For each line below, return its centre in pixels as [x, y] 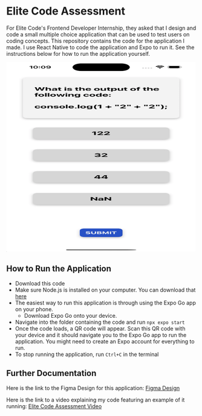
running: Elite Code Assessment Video [54, 406]
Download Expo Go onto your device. [70, 315]
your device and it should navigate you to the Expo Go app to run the [101, 335]
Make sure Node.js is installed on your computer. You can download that [105, 290]
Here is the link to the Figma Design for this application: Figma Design [93, 388]
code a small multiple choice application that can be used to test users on [98, 34]
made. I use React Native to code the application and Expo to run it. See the [100, 47]
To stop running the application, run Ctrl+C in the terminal [87, 354]
